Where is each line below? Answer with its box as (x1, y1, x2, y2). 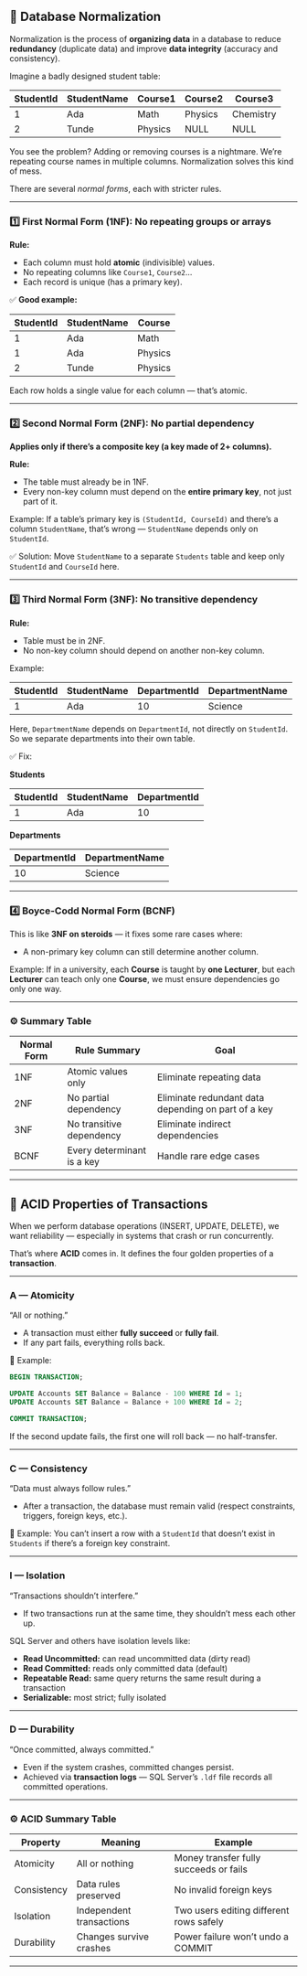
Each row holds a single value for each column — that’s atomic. (9, 385, 249, 396)
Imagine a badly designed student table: (9, 70, 161, 81)
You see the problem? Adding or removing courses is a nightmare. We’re (9, 145, 282, 156)
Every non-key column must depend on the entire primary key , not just (22, 486, 292, 497)
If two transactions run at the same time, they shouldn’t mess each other (22, 1608, 296, 1618)
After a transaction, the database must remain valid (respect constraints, (22, 1501, 296, 1511)
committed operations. (22, 1780, 109, 1792)
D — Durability (9, 1723, 75, 1736)
